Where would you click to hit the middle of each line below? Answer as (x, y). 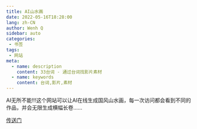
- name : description (37, 66)
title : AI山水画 (25, 11)
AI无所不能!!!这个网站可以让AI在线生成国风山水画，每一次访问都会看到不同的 (98, 100)
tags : (13, 50)
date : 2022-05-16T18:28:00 (39, 17)
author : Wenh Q (25, 28)
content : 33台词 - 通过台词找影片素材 (59, 72)
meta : (13, 61)
